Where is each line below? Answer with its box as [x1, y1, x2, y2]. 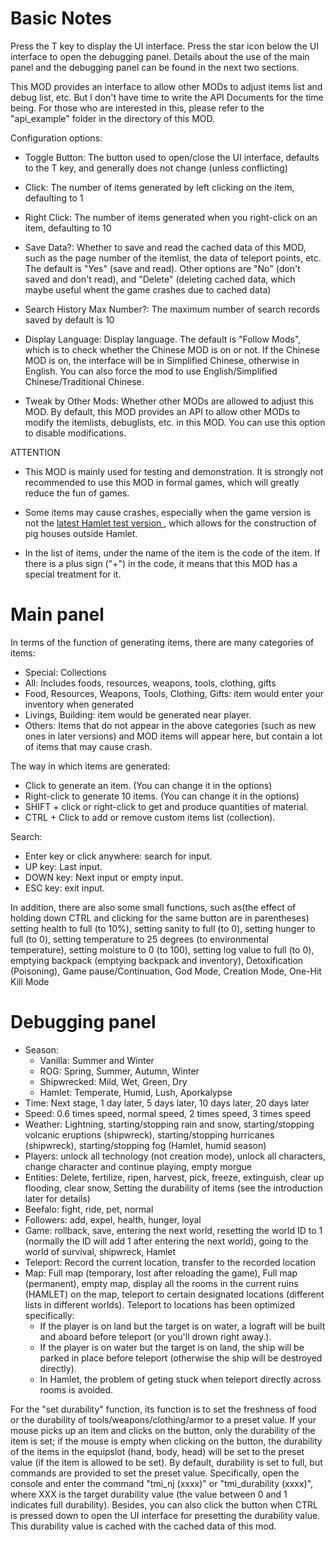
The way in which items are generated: [10, 760, 171, 772]
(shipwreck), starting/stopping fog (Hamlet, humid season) [24, 1139, 267, 1151]
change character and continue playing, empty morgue [24, 1160, 252, 1172]
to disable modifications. [24, 427, 127, 439]
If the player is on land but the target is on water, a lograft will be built [39, 1320, 326, 1332]
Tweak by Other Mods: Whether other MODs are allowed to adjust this [24, 395, 314, 407]
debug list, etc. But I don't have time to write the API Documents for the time [10, 91, 324, 103]
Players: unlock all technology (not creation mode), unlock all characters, [24, 1150, 326, 1162]
